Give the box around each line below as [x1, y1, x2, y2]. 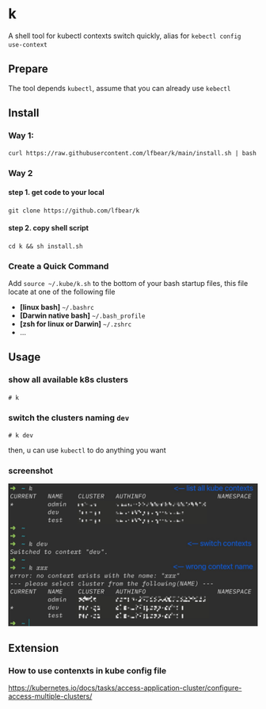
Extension [8, 642, 59, 655]
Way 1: [8, 130, 34, 141]
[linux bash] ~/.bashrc [19, 303, 95, 312]
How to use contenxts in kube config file [8, 665, 167, 677]
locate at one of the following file [8, 287, 116, 297]
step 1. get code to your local [8, 187, 104, 196]
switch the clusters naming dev [8, 412, 130, 423]
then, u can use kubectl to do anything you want [8, 445, 166, 456]
